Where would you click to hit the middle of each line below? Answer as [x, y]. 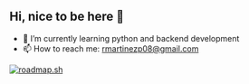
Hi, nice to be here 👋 [67, 17]
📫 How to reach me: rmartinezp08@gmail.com [110, 48]
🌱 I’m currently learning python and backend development [131, 38]
